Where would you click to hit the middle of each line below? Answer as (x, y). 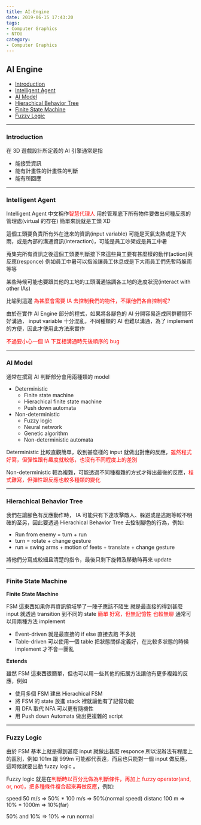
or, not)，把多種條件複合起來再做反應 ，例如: (60, 787)
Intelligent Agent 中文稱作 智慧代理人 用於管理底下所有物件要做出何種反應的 (99, 214)
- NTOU (14, 34)
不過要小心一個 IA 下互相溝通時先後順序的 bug (63, 342)
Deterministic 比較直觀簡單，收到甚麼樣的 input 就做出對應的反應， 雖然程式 (99, 452)
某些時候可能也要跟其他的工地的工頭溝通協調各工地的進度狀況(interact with (98, 282)
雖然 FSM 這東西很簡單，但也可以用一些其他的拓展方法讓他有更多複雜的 (95, 673)
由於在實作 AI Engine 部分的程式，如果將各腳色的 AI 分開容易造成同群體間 (97, 314)
